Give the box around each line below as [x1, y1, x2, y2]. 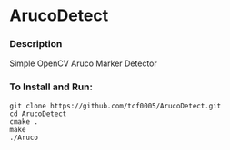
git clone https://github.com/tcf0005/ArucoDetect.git [9, 101, 222, 110]
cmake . [9, 117, 39, 127]
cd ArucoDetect [9, 109, 67, 118]
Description [9, 38, 63, 51]
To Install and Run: [9, 80, 94, 93]
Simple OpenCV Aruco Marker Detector [9, 58, 157, 69]
